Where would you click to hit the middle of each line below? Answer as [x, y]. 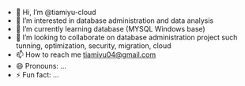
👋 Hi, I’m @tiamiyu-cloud [56, 12]
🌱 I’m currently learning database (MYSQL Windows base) [110, 29]
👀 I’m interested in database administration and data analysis [115, 21]
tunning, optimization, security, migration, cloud [93, 46]
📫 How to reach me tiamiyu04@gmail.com [86, 54]
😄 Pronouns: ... [41, 66]
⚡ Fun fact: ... [37, 75]
